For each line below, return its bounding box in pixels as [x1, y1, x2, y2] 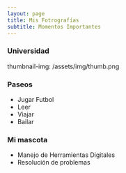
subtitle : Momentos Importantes [7, 23, 101, 30]
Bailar [17, 117, 34, 126]
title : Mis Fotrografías [7, 17, 79, 24]
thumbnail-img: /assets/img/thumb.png [7, 62, 120, 70]
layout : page [7, 10, 45, 17]
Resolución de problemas [17, 158, 90, 167]
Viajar [17, 110, 35, 119]
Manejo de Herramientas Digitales [17, 151, 116, 159]
